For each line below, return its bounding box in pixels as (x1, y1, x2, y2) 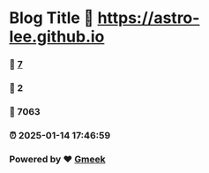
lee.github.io (9, 26, 105, 47)
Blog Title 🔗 (9, 8, 94, 28)
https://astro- (97, 8, 200, 28)
